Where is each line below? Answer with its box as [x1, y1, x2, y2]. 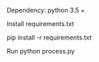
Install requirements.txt [6, 20, 74, 27]
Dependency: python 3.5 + [6, 6, 85, 14]
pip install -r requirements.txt [6, 33, 92, 42]
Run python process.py [6, 47, 75, 55]
